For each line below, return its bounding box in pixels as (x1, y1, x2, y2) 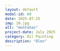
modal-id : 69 (5, 12, 32, 17)
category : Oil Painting (5, 34, 54, 39)
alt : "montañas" (5, 25, 38, 30)
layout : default (5, 7, 38, 12)
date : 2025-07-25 (5, 16, 40, 21)
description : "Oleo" (5, 39, 47, 44)
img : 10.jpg (5, 20, 29, 26)
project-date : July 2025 (5, 30, 56, 34)
